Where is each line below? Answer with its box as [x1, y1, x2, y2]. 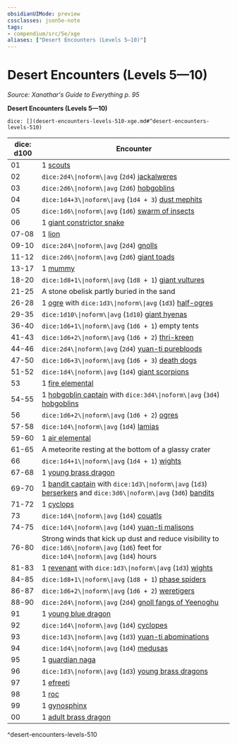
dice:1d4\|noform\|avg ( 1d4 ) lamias [41, 422, 159, 432]
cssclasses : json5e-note [7, 17, 80, 24]
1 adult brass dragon [41, 712, 111, 722]
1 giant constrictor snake [41, 218, 125, 228]
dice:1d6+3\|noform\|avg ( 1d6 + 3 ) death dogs [41, 355, 197, 365]
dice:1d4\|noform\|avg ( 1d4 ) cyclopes [41, 620, 168, 630]
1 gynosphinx [41, 701, 87, 711]
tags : [7, 23, 23, 30]
